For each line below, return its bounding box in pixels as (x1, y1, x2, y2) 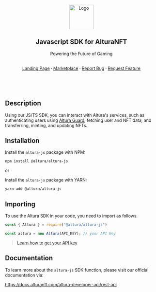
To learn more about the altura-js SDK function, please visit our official (5, 267, 149, 273)
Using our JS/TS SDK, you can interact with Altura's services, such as (5, 112, 145, 118)
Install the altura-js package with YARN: (5, 177, 87, 183)
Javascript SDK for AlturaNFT (35, 38, 127, 46)
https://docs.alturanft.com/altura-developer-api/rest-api (5, 281, 117, 287)
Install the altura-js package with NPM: (5, 149, 86, 155)
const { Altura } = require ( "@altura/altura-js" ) (5, 222, 108, 227)
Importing (5, 200, 35, 208)
